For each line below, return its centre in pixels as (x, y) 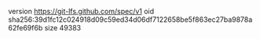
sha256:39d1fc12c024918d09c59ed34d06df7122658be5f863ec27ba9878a (130, 19)
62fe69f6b (26, 28)
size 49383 (62, 28)
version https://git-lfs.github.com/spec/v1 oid (81, 11)
